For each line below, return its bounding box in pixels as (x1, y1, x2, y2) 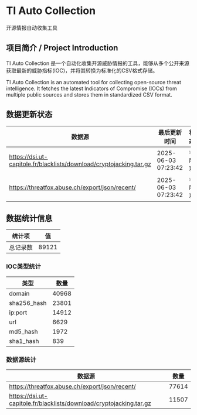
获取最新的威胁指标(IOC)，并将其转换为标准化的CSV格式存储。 (6, 67, 158, 74)
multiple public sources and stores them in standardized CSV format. (6, 91, 173, 98)
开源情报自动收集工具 (6, 24, 57, 31)
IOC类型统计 (6, 262, 41, 270)
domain (9, 289, 30, 297)
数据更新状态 (6, 109, 53, 119)
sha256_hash (9, 299, 47, 307)
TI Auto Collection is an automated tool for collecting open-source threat (6, 78, 182, 85)
